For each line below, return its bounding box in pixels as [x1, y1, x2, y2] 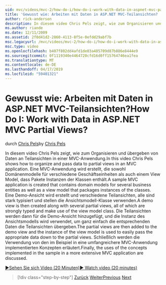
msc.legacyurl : [5, 40, 37, 44]
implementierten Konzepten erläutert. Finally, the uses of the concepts [5, 244, 147, 250]
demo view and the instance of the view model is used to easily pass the [5, 229, 153, 235]
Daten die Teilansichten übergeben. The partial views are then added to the [5, 223, 157, 230]
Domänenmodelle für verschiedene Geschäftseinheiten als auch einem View [5, 171, 161, 177]
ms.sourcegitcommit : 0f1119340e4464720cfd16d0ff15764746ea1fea [5, 53, 138, 58]
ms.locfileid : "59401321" [5, 72, 58, 77]
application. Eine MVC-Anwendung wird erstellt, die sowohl [5, 166, 126, 172]
